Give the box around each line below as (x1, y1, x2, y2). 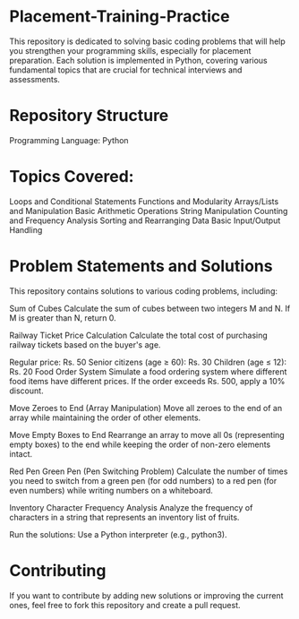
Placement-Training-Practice (9, 6, 230, 27)
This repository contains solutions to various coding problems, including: (9, 285, 278, 297)
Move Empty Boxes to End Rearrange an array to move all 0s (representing (9, 429, 285, 440)
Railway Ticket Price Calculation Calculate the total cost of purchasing (9, 330, 269, 340)
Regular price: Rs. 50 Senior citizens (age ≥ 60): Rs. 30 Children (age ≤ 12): (9, 357, 287, 367)
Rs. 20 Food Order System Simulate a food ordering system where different (9, 365, 287, 377)
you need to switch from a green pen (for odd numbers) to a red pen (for (9, 475, 278, 486)
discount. (9, 385, 44, 396)
